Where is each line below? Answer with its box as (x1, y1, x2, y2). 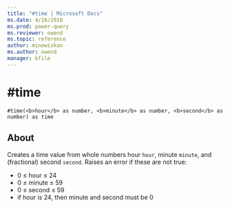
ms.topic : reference (7, 36, 67, 43)
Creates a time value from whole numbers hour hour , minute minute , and (7, 150, 212, 158)
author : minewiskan (7, 42, 63, 49)
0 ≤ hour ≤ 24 (17, 171, 57, 179)
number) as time (7, 113, 54, 121)
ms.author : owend (7, 49, 57, 56)
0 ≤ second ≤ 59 (17, 185, 65, 194)
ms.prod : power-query (7, 23, 70, 30)
